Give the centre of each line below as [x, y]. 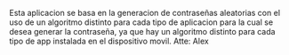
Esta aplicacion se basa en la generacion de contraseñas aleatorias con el [145, 13]
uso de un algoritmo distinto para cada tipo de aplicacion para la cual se [141, 22]
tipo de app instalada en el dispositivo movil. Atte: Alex [109, 41]
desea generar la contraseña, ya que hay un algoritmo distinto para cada [142, 31]
